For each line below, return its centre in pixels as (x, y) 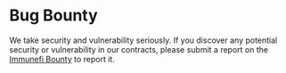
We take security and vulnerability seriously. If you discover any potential (143, 40)
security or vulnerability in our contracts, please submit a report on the (139, 49)
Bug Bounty (53, 16)
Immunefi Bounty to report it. (62, 59)
